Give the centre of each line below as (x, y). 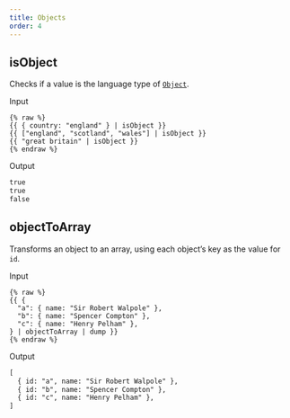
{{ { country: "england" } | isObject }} (88, 126)
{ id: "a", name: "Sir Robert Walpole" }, (98, 381)
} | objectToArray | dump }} (64, 332)
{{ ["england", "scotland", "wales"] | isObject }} (108, 134)
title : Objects (38, 18)
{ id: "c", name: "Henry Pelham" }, (86, 398)
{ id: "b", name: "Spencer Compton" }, (92, 389)
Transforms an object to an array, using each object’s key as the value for (145, 249)
